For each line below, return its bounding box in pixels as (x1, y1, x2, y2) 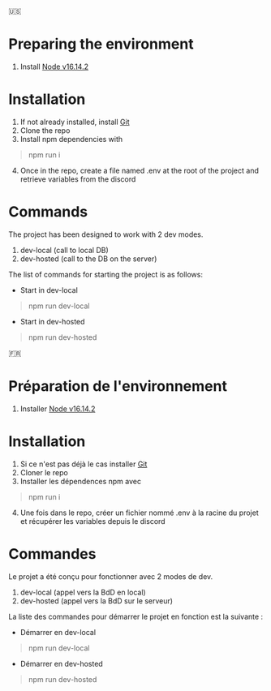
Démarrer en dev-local (19, 627, 96, 637)
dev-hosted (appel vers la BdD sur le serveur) (19, 595, 173, 606)
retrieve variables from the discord (19, 174, 136, 184)
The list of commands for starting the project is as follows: (8, 269, 204, 279)
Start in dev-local (19, 285, 79, 294)
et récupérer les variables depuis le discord (19, 516, 166, 526)
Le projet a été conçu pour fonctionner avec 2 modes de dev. (8, 571, 213, 582)
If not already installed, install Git (19, 117, 130, 127)
